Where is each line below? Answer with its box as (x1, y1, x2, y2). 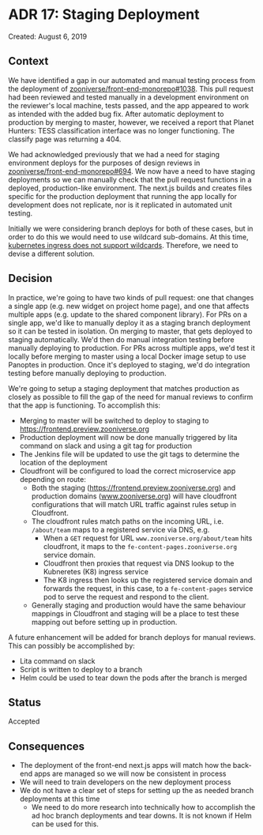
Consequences (8, 739, 85, 753)
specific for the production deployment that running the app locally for (8, 191, 237, 201)
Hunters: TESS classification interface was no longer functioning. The (8, 126, 235, 135)
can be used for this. (31, 819, 99, 829)
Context (8, 55, 49, 68)
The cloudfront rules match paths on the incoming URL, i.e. (31, 516, 224, 526)
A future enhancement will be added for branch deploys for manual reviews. (8, 632, 256, 641)
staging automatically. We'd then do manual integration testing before (8, 334, 235, 344)
